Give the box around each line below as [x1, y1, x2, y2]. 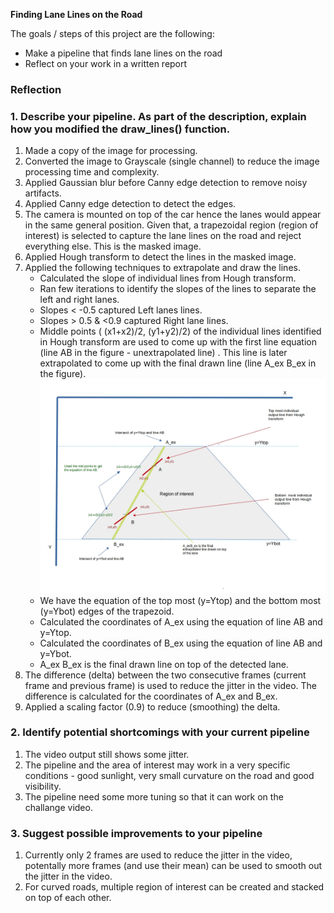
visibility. [24, 780, 62, 792]
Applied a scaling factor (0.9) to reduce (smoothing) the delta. [24, 700, 281, 713]
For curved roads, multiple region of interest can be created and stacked [24, 881, 325, 893]
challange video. [24, 801, 93, 813]
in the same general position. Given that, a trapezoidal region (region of [24, 219, 319, 231]
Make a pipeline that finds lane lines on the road [24, 47, 223, 59]
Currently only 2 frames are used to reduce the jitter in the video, [24, 849, 293, 861]
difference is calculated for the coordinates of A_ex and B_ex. [24, 690, 278, 702]
